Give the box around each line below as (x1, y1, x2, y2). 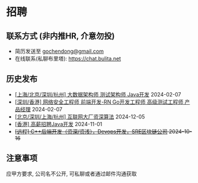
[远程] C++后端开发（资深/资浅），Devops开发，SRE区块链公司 (14, 128, 168, 135)
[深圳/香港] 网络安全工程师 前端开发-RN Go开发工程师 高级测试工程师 (14, 98, 184, 105)
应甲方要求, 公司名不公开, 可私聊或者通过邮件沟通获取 (6, 170, 137, 177)
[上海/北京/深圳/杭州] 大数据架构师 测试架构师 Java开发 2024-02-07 (14, 91, 181, 98)
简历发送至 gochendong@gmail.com (14, 48, 104, 54)
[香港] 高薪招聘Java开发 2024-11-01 (14, 120, 103, 127)
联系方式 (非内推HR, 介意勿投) (6, 31, 115, 41)
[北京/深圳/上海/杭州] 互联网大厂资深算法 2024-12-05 (14, 113, 145, 120)
